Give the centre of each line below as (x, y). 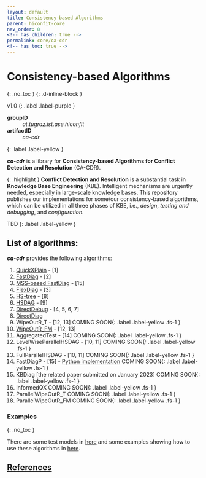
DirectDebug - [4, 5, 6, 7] (47, 309)
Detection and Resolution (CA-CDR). (54, 167)
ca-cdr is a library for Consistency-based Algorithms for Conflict (91, 161)
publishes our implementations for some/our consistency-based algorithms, (103, 199)
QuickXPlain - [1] (37, 270)
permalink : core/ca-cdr (37, 41)
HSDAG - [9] (32, 302)
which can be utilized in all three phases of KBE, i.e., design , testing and (98, 205)
